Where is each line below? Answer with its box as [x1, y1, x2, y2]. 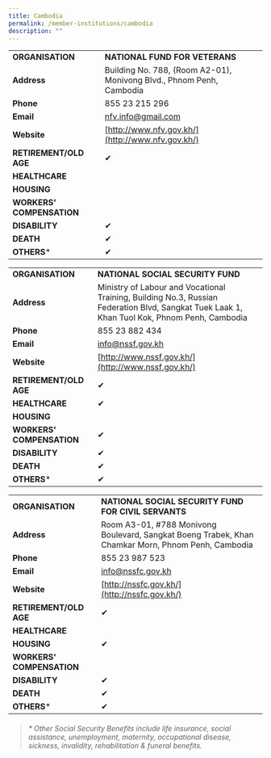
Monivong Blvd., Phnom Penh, [104, 74, 219, 86]
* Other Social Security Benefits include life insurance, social [27, 723, 231, 733]
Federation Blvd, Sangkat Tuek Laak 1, [97, 302, 244, 314]
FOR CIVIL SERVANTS [100, 506, 187, 517]
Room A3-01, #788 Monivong [100, 519, 217, 530]
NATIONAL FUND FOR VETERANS [104, 52, 236, 63]
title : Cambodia [8, 11, 63, 20]
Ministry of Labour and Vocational [97, 282, 226, 293]
